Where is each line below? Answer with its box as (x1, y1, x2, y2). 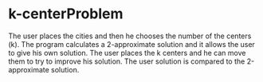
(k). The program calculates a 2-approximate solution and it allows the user (8, 39, 255, 49)
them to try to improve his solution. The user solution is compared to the (8, 57, 245, 66)
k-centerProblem (8, 5, 124, 23)
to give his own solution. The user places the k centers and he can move (8, 48, 246, 57)
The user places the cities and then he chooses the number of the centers (8, 31, 252, 41)
